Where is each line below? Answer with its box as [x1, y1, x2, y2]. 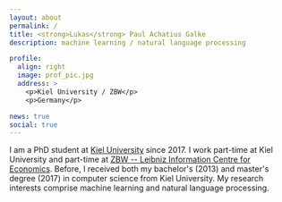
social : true [9, 120, 58, 130]
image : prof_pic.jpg [17, 71, 94, 80]
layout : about [9, 13, 63, 22]
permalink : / [9, 21, 58, 30]
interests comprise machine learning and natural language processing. [9, 182, 270, 193]
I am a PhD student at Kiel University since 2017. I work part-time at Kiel [9, 145, 273, 156]
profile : [9, 55, 42, 63]
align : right [17, 63, 66, 72]
